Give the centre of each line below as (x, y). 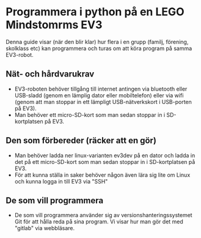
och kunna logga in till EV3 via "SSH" (61, 181)
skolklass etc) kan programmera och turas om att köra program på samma (99, 48)
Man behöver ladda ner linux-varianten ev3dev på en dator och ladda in (105, 155)
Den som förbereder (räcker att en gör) (81, 140)
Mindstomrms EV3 (54, 25)
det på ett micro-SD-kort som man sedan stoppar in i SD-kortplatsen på (105, 162)
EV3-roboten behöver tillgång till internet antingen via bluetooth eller (101, 89)
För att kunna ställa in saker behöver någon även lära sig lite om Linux (102, 175)
